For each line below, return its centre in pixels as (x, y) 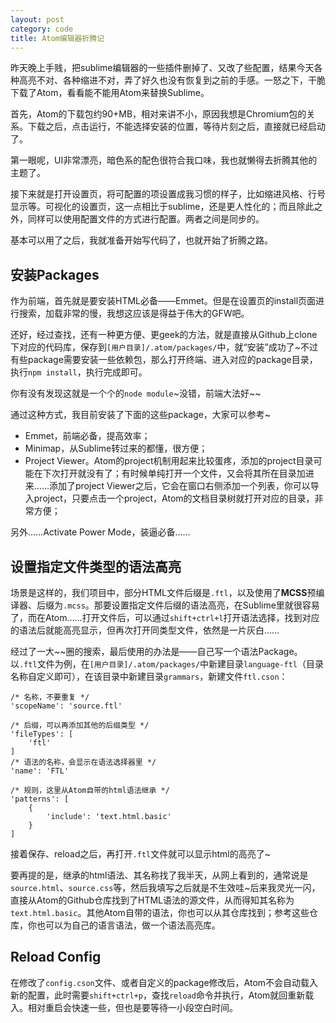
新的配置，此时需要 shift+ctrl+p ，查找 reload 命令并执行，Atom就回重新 (158, 995)
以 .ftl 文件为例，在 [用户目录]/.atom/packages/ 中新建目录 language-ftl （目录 (167, 664)
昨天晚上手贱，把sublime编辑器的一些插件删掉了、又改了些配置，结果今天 (162, 68)
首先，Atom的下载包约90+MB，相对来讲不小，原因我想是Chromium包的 (158, 114)
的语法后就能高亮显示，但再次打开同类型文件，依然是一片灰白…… (145, 630)
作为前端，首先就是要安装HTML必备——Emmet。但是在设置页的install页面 (163, 301)
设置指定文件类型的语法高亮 (96, 566)
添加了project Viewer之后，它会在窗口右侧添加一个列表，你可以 (179, 486)
